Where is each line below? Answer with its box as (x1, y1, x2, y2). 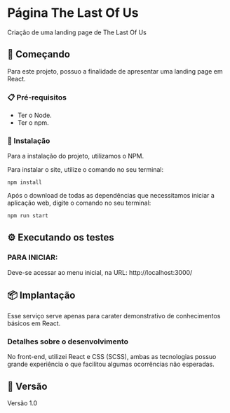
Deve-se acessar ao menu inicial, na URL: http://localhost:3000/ (7, 269, 193, 277)
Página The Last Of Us (7, 5, 139, 21)
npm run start (7, 212, 49, 219)
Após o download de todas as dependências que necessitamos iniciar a (7, 191, 215, 200)
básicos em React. (7, 319, 61, 327)
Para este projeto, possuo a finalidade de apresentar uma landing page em (7, 67, 223, 75)
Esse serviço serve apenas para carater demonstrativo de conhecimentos (7, 311, 221, 320)
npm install (7, 179, 42, 187)
